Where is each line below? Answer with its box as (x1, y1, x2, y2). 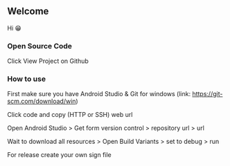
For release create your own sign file (7, 151, 112, 159)
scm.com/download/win (7, 97, 76, 106)
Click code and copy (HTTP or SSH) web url (7, 111, 133, 119)
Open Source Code (7, 41, 73, 50)
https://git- (192, 90, 223, 98)
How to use (7, 74, 46, 84)
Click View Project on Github (7, 57, 89, 65)
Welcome (7, 6, 49, 17)
